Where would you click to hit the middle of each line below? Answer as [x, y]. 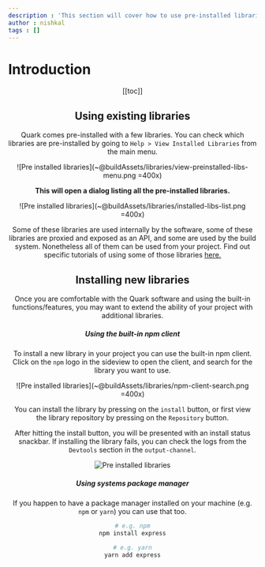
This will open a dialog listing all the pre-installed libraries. [132, 191]
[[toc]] [132, 91]
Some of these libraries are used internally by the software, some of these [132, 230]
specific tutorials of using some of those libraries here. [132, 255]
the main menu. [132, 152]
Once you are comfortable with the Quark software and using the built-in [132, 299]
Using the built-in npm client [132, 333]
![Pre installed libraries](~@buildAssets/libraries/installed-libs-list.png [132, 206]
